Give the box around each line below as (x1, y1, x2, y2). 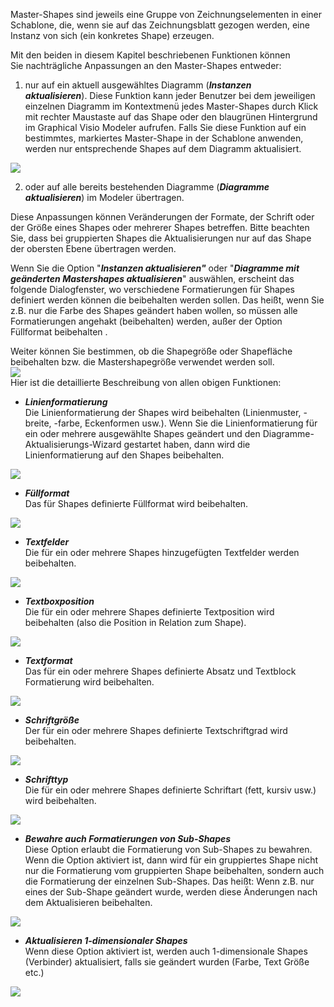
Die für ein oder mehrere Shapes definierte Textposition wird (24, 606, 275, 618)
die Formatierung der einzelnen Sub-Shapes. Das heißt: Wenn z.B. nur (24, 875, 315, 887)
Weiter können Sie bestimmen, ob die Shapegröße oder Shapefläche (10, 345, 293, 357)
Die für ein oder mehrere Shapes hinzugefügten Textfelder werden (24, 547, 300, 558)
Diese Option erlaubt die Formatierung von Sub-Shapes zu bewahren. (24, 844, 313, 855)
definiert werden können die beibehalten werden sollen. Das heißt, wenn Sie (10, 294, 325, 306)
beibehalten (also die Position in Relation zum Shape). (24, 617, 247, 628)
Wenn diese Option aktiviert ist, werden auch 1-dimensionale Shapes (24, 945, 308, 957)
